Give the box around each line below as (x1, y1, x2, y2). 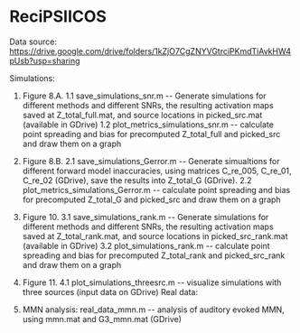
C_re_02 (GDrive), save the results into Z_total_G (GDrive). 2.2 (22, 174, 252, 186)
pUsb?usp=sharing (9, 55, 80, 66)
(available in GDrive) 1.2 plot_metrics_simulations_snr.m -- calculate (22, 119, 274, 130)
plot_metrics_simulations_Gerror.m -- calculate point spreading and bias (22, 184, 291, 195)
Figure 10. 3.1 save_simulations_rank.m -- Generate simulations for (22, 211, 269, 222)
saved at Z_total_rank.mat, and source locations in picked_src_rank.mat (22, 230, 288, 241)
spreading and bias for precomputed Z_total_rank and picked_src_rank (22, 250, 286, 261)
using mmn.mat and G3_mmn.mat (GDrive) (22, 313, 183, 324)
